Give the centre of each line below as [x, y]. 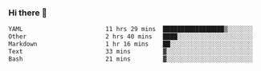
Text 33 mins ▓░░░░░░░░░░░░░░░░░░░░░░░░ [130, 51]
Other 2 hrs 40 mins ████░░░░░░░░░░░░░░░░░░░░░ [130, 37]
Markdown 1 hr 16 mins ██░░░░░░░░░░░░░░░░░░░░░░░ [130, 44]
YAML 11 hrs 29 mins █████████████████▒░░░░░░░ [130, 30]
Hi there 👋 [28, 13]
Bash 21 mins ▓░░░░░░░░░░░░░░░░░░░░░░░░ [130, 59]
